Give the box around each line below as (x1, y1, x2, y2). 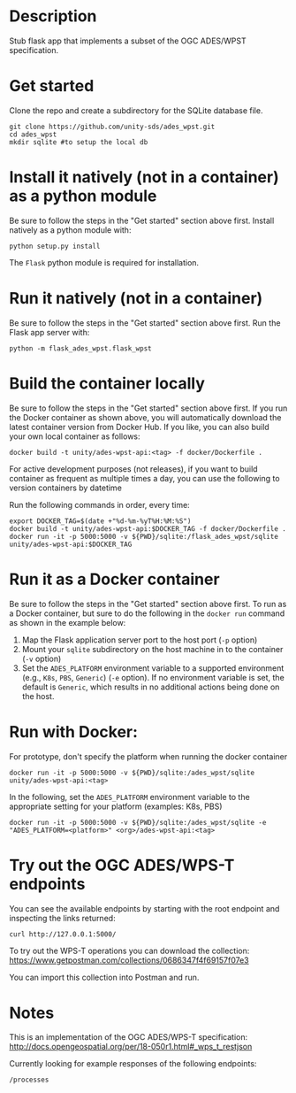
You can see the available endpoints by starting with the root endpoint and (9, 903, 280, 913)
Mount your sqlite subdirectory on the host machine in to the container (21, 643, 284, 654)
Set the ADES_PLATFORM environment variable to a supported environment (21, 662, 285, 674)
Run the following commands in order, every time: (9, 499, 190, 510)
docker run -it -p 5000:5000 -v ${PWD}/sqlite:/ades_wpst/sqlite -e (9, 818, 267, 827)
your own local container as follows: (9, 431, 140, 442)
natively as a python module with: (9, 224, 132, 235)
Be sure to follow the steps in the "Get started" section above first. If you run (9, 403, 288, 413)
